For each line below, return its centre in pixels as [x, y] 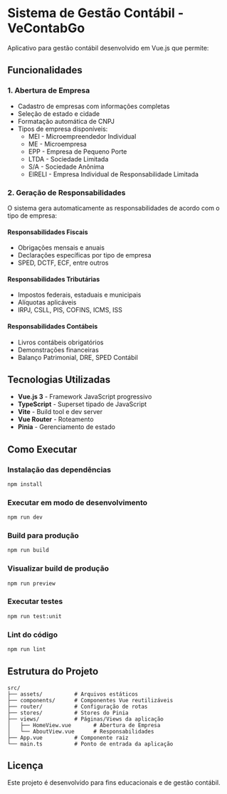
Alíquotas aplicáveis [47, 302]
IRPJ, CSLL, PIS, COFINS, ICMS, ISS [70, 310]
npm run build [28, 550]
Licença [26, 765]
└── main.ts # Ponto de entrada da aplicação [90, 744]
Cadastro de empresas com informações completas [94, 106]
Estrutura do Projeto [53, 671]
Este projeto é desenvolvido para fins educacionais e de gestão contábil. [114, 783]
